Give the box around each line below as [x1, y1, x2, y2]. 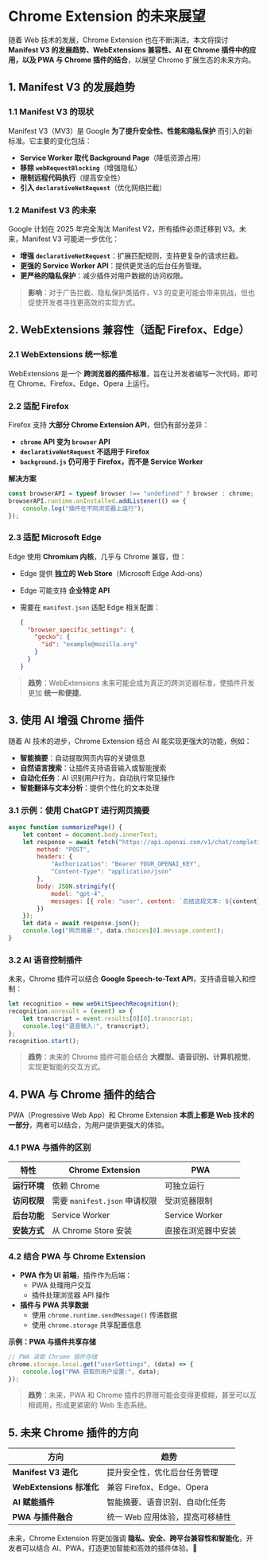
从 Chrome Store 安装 [52, 1224, 133, 1236]
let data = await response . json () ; [22, 920, 141, 928]
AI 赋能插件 [12, 1497, 55, 1508]
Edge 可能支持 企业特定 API [19, 586, 110, 595]
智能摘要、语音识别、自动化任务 [106, 1497, 226, 1508]
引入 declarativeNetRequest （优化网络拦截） [19, 182, 167, 192]
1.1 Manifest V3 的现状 [8, 107, 94, 118]
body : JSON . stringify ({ [37, 882, 115, 890]
